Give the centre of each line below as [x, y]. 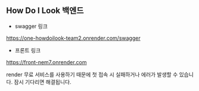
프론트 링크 [28, 50]
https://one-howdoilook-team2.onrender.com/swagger [74, 38]
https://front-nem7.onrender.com [47, 62]
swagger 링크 [31, 26]
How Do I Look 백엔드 [45, 11]
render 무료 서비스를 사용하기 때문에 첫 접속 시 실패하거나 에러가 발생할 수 [92, 74]
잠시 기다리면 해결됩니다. [43, 81]
